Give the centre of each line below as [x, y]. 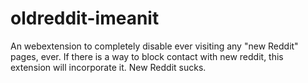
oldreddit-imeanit [85, 18]
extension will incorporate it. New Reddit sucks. [108, 67]
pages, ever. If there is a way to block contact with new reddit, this [147, 56]
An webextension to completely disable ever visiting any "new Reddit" [154, 46]
